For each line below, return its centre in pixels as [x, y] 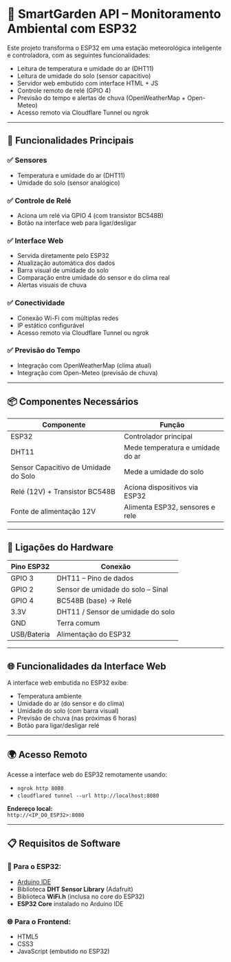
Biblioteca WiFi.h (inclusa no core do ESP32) [81, 896]
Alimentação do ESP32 [94, 634]
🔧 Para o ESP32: [34, 867]
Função [172, 425]
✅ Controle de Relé [39, 201]
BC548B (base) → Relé [94, 601]
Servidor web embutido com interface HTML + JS [88, 83]
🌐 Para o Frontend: [39, 921]
